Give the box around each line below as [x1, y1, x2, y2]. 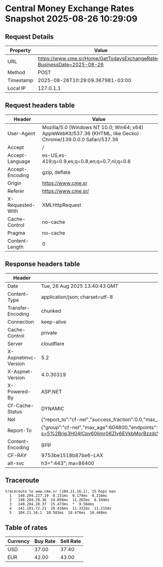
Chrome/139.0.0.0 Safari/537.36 [42, 136, 119, 143]
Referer [7, 187, 25, 194]
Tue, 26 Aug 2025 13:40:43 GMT [41, 283, 119, 289]
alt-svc [7, 460, 24, 467]
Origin [7, 180, 22, 186]
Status [7, 408, 22, 415]
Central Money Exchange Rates [5, 3, 134, 14]
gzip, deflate [42, 168, 71, 175]
